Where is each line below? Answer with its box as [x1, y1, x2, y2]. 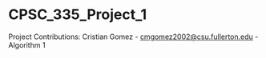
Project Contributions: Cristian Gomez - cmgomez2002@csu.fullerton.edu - [8, 32, 259, 41]
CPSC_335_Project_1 [8, 6, 147, 24]
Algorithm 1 [8, 40, 46, 49]
